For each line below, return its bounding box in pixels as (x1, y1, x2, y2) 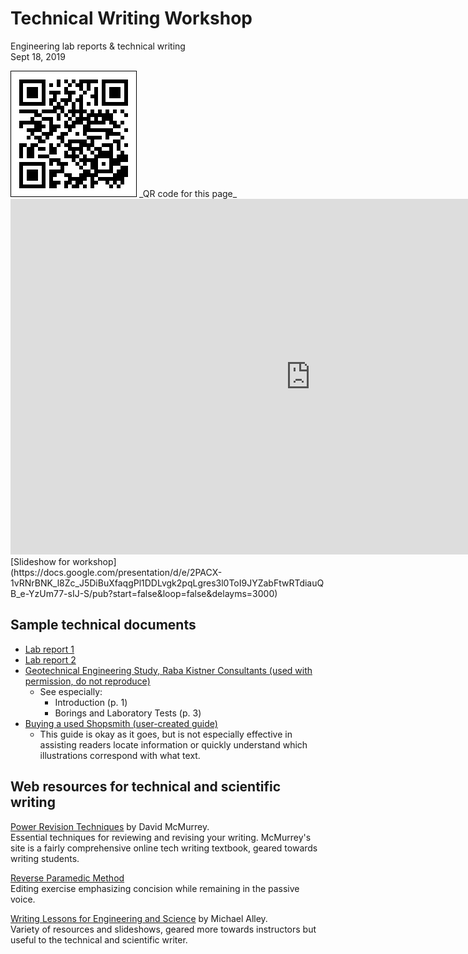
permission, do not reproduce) (24, 675, 151, 687)
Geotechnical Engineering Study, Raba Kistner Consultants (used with (24, 664, 313, 676)
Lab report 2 (24, 653, 77, 666)
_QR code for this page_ (138, 187, 238, 199)
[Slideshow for (10, 555, 71, 567)
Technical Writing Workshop (10, 7, 253, 30)
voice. (10, 893, 36, 905)
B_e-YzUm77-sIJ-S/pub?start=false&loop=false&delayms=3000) (10, 587, 278, 599)
